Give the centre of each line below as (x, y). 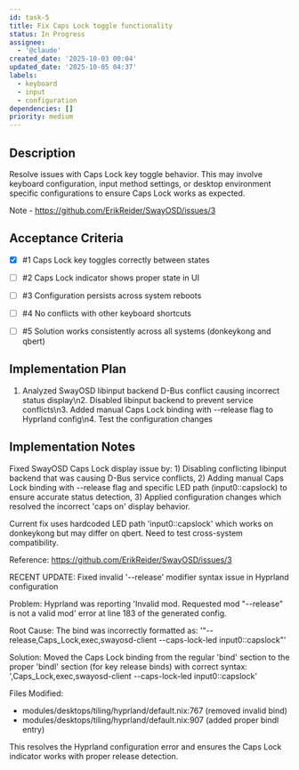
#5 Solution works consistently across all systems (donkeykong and (146, 331)
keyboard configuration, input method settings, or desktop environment (140, 183)
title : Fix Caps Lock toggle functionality (91, 26)
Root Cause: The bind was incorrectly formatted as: (104, 630)
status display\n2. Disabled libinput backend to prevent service (137, 400)
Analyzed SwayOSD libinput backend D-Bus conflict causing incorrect (151, 390)
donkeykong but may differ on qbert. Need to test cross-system (126, 533)
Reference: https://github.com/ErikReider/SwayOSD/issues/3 (121, 559)
